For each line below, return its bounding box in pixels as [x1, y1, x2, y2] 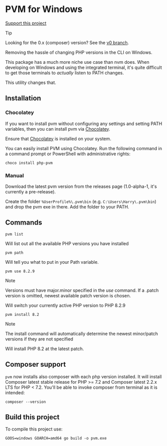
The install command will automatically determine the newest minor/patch [5, 330, 158, 337]
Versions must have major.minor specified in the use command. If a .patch [5, 287, 159, 293]
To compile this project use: [5, 426, 63, 432]
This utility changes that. [5, 79, 56, 85]
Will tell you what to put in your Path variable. [5, 259, 99, 265]
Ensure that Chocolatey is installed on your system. [5, 136, 112, 142]
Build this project [5, 413, 60, 421]
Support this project [5, 20, 47, 26]
